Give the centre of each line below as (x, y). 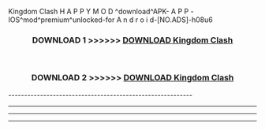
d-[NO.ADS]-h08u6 (181, 20)
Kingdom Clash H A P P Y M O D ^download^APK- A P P (99, 11)
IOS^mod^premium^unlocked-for (62, 20)
